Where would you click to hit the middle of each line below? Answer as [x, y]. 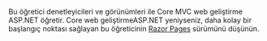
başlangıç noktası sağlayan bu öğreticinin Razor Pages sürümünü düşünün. [134, 29]
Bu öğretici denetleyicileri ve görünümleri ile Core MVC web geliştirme [126, 12]
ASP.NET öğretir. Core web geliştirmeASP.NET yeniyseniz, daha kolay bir [130, 20]
